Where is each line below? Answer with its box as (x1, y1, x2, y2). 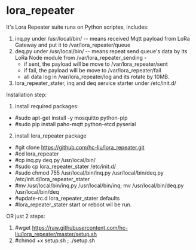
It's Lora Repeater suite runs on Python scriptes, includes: (6, 23, 149, 31)
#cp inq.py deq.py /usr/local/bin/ (14, 156, 96, 163)
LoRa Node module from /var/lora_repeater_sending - (14, 54, 147, 61)
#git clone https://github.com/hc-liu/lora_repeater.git (14, 144, 145, 151)
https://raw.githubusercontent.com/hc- (32, 224, 128, 231)
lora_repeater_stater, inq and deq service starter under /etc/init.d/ (14, 79, 176, 87)
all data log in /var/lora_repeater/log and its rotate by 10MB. (23, 73, 170, 80)
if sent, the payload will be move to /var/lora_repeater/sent (23, 60, 169, 68)
